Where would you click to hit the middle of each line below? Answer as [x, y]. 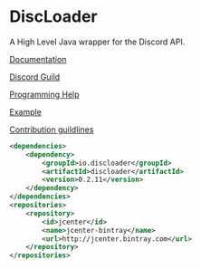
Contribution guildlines [52, 130]
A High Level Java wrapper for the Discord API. [97, 42]
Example [26, 111]
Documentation [38, 59]
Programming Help [44, 94]
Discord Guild [35, 77]
